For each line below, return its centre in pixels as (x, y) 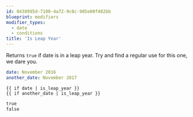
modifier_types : (26, 22)
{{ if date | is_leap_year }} (43, 88)
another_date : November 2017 (42, 78)
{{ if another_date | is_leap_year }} (53, 93)
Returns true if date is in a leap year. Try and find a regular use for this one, (97, 55)
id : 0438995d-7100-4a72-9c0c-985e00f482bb (58, 11)
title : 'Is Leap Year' (34, 39)
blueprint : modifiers (32, 17)
